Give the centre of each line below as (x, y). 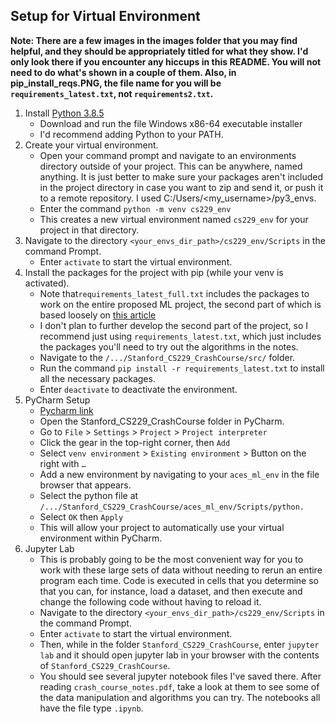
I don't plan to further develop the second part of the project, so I (174, 325)
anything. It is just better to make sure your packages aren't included (181, 176)
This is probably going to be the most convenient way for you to (171, 559)
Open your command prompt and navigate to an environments (168, 155)
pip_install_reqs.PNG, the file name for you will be (116, 83)
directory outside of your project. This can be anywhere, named (171, 166)
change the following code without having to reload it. (150, 601)
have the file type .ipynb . (91, 708)
